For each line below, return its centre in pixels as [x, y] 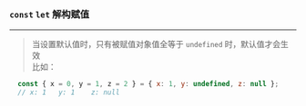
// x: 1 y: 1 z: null [69, 92]
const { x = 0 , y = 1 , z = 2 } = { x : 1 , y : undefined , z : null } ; [148, 84]
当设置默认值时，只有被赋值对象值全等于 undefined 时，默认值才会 [156, 44]
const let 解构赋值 [50, 14]
